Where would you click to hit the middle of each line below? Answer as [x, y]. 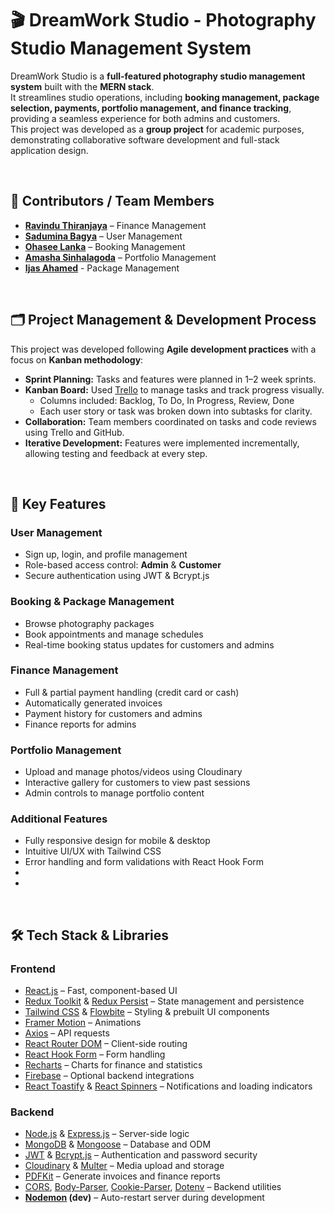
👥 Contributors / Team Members [112, 201]
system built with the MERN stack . [82, 86]
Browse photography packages [89, 623]
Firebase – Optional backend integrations [109, 1076]
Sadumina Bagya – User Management [103, 236]
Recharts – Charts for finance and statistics [113, 1065]
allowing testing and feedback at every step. [116, 453]
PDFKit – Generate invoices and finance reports [122, 1176]
